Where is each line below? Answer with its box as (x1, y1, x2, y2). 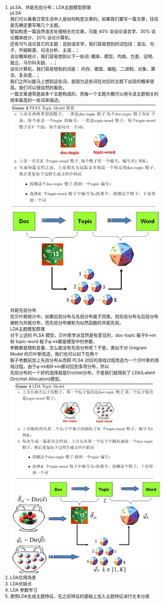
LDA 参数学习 (9, 587, 37, 593)
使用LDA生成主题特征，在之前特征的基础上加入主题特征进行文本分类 (9, 593, 150, 599)
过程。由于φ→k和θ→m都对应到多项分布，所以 (14, 363, 110, 369)
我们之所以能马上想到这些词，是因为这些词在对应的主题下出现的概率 (9, 78, 150, 84)
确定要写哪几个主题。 (18, 22, 63, 28)
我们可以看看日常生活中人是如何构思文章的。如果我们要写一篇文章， (9, 16, 150, 21)
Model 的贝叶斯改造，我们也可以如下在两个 (9, 351, 99, 357)
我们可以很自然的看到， (18, 84, 67, 90)
